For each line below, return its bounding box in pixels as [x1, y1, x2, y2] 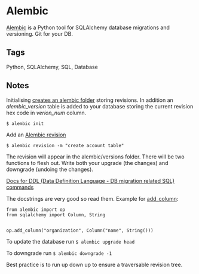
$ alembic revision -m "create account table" [6, 142, 124, 148]
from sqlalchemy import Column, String [6, 211, 106, 218]
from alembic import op [6, 207, 66, 213]
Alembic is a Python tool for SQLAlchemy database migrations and [6, 24, 170, 31]
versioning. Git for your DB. [6, 30, 74, 37]
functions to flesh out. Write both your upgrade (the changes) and [6, 159, 169, 166]
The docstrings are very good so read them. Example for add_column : [6, 195, 179, 202]
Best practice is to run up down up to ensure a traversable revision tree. [6, 261, 183, 268]
